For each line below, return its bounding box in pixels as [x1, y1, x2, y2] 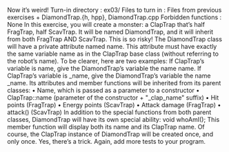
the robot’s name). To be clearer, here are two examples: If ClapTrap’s [7, 57, 205, 65]
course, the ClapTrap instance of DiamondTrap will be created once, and [7, 130, 214, 138]
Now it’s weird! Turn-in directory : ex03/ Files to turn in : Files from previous [7, 6, 222, 14]
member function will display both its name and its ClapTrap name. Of [7, 123, 205, 131]
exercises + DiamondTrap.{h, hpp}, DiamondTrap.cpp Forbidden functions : [7, 13, 222, 21]
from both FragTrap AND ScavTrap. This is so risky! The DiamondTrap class [7, 35, 223, 43]
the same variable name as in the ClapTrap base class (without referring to [7, 50, 219, 58]
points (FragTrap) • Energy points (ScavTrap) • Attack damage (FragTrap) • [7, 101, 221, 109]
